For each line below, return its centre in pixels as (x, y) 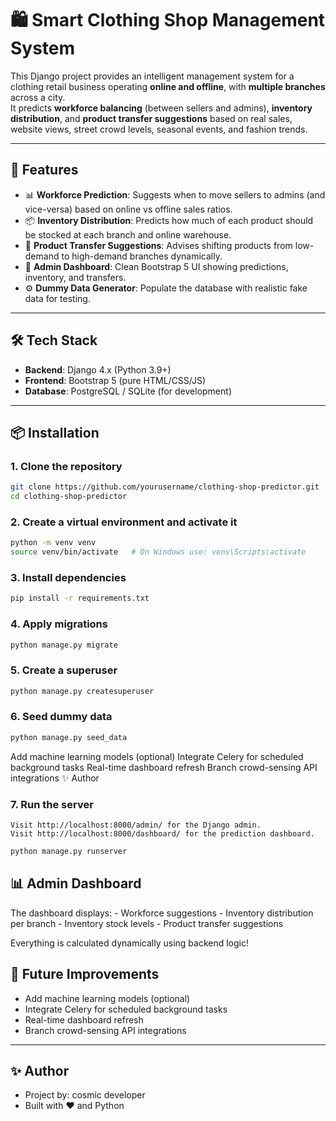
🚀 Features (44, 170)
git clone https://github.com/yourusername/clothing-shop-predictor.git (165, 487)
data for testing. (57, 298)
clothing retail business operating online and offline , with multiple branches (168, 86)
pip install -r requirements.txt (80, 598)
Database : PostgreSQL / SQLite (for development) (128, 391)
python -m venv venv (53, 543)
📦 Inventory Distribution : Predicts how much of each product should (169, 220)
